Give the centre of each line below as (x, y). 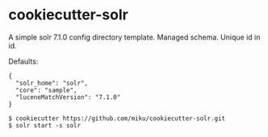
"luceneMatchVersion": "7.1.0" (68, 97)
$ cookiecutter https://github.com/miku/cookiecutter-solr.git (117, 118)
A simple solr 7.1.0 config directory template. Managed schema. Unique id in (134, 37)
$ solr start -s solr (45, 125)
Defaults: (23, 61)
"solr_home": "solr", (52, 83)
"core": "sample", (47, 90)
